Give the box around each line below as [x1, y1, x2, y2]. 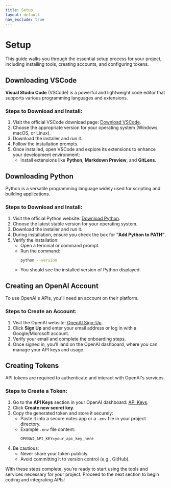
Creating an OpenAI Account [5, 281, 99, 290]
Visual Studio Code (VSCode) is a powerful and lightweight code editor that [5, 90, 165, 96]
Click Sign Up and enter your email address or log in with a [12, 325, 137, 331]
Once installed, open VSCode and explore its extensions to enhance [12, 146, 156, 152]
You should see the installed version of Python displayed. [20, 267, 141, 273]
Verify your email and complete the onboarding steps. [12, 336, 126, 342]
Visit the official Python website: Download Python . [12, 215, 120, 221]
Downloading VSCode [5, 76, 77, 85]
